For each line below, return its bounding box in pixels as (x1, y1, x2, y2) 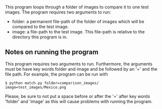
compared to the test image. (12, 24, 69, 30)
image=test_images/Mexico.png (5, 85, 67, 90)
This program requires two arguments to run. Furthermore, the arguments (5, 61, 153, 67)
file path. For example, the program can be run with (5, 71, 108, 77)
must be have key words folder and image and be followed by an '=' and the (5, 66, 158, 72)
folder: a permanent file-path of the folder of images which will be (12, 19, 144, 24)
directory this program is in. (12, 34, 68, 40)
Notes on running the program (5, 48, 99, 56)
